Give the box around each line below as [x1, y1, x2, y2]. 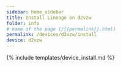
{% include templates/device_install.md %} [6, 54, 115, 61]
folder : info [6, 20, 40, 26]
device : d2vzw [6, 37, 43, 43]
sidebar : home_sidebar [6, 9, 64, 15]
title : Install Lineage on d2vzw [6, 15, 92, 21]
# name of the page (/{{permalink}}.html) [6, 26, 116, 32]
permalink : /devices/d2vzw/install [6, 32, 97, 38]
